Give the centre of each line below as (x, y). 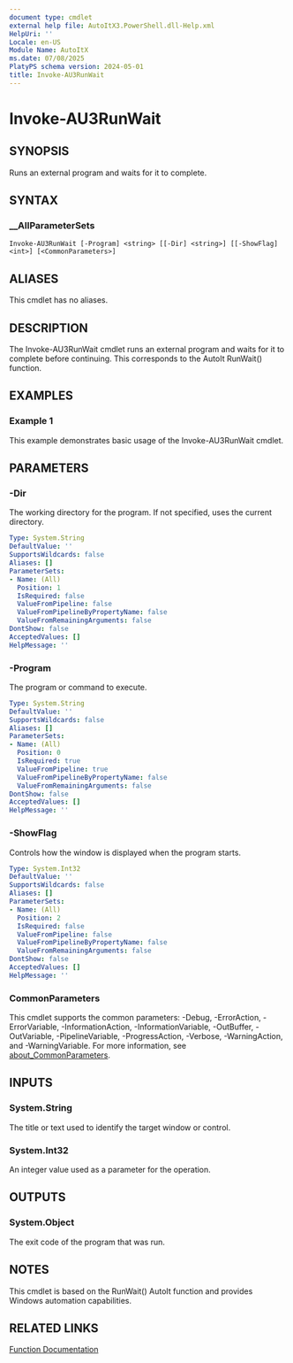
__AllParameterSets (52, 226)
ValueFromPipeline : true (63, 769)
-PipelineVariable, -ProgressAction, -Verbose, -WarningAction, (170, 1036)
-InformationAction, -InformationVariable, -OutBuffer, (158, 1027)
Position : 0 (39, 753)
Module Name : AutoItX (49, 50)
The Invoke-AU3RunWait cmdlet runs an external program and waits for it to (147, 350)
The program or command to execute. (78, 687)
